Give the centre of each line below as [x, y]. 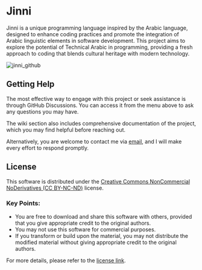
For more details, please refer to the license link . [66, 260]
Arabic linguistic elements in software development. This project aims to [96, 40]
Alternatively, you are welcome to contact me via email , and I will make [94, 141]
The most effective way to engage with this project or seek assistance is [96, 98]
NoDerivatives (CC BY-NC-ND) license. [55, 188]
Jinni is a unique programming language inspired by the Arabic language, [97, 28]
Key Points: [23, 204]
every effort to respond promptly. [48, 148]
